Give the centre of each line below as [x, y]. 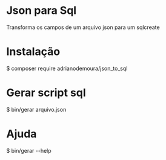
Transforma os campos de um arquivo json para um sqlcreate [83, 27]
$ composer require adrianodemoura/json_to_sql [67, 68]
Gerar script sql [46, 93]
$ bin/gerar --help [29, 150]
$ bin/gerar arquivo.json [36, 109]
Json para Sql [41, 11]
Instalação [33, 52]
